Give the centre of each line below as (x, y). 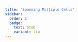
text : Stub (25, 28)
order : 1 (18, 18)
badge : (16, 23)
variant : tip (27, 32)
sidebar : (14, 14)
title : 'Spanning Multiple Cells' (40, 9)
